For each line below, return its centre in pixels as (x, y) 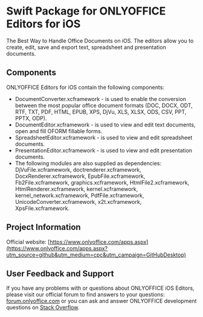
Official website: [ (28, 242)
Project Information (43, 227)
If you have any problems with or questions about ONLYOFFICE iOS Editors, (100, 288)
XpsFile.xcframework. (42, 208)
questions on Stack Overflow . (43, 307)
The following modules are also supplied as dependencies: (88, 163)
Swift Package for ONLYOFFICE (86, 11)
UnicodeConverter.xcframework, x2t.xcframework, (78, 201)
